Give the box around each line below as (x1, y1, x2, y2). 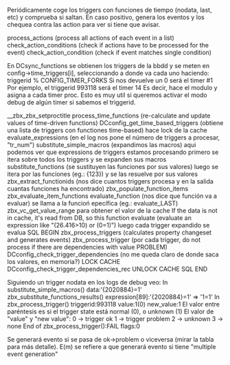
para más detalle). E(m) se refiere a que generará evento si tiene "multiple (7, 343, 216, 351)
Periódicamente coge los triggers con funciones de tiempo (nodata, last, (7, 6, 212, 14)
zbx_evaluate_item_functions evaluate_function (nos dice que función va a (7, 192, 218, 200)
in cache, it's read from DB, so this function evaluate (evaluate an (7, 214, 192, 222)
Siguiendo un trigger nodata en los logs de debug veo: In (7, 278, 168, 286)
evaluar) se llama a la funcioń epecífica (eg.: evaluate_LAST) (7, 199, 179, 207)
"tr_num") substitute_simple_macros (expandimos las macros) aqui (7, 141, 196, 148)
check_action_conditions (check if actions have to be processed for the (7, 41, 209, 49)
